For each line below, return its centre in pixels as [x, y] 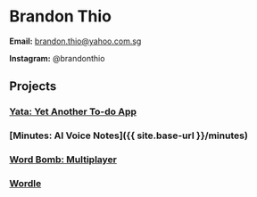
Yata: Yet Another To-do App [73, 111]
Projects [33, 86]
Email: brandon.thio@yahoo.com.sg [75, 41]
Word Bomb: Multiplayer [63, 160]
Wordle [25, 184]
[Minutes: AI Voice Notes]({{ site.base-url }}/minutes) [128, 135]
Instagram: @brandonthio [57, 58]
